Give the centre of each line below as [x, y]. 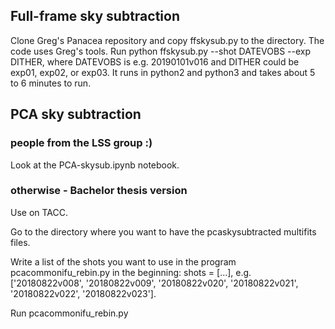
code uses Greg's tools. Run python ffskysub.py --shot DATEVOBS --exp [161, 51]
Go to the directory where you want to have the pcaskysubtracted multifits [163, 231]
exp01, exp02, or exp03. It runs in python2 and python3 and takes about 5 [163, 72]
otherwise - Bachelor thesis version [99, 191]
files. [20, 242]
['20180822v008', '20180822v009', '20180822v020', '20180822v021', [154, 283]
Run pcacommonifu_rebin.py [69, 313]
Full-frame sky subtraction [95, 16]
